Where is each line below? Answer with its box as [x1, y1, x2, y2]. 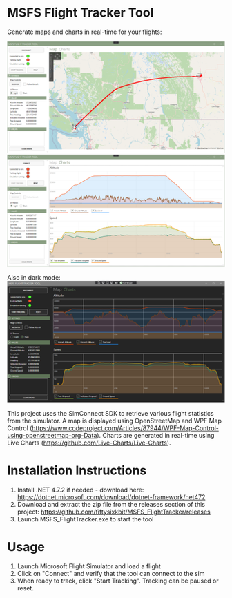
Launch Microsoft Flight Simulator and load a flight [17, 562, 161, 570]
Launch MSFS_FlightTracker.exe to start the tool [17, 515, 154, 523]
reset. [17, 584, 35, 592]
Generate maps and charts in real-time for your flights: [7, 28, 162, 36]
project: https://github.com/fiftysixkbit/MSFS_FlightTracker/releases [17, 508, 211, 516]
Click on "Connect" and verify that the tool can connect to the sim [17, 570, 205, 578]
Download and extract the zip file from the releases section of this [17, 501, 206, 509]
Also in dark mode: [7, 273, 61, 281]
